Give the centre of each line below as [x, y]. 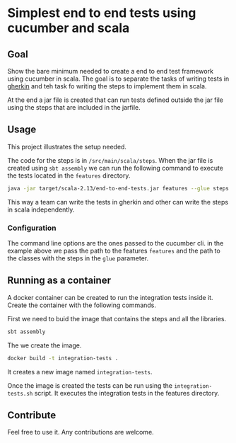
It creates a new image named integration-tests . [80, 372]
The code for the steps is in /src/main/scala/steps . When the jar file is [110, 160]
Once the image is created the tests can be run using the [90, 385]
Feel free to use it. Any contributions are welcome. [81, 432]
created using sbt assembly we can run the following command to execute [116, 168]
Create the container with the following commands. [82, 305]
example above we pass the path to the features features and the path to [114, 251]
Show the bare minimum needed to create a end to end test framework [111, 71]
